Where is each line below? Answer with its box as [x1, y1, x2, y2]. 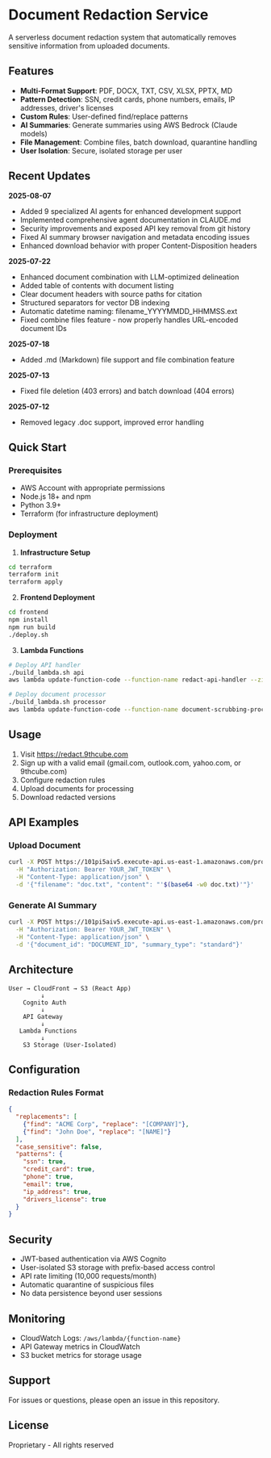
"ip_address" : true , [23, 1188, 92, 1196]
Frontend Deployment [19, 593, 95, 602]
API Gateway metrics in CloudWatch [19, 1342, 140, 1351]
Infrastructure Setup [19, 547, 91, 557]
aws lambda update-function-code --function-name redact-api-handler [8, 676, 248, 684]
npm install [8, 616, 48, 624]
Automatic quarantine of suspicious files [19, 1280, 155, 1289]
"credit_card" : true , [23, 1165, 95, 1174]
